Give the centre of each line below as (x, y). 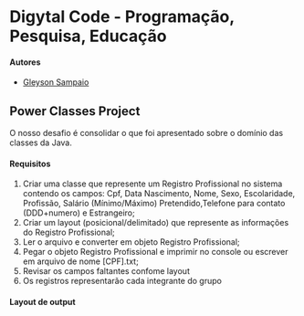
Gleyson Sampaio (56, 82)
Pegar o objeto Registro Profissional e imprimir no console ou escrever (156, 252)
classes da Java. (41, 142)
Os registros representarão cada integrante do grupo (122, 281)
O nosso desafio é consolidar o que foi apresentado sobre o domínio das (147, 133)
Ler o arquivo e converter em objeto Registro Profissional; (131, 242)
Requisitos (30, 163)
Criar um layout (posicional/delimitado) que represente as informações (156, 223)
